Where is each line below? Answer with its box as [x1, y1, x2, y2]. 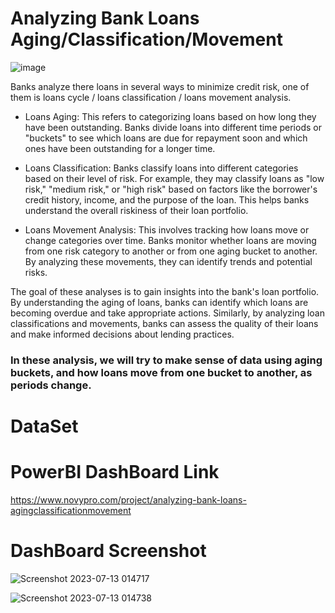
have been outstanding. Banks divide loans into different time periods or [24, 121, 322, 133]
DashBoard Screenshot [10, 540, 207, 562]
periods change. [10, 378, 92, 392]
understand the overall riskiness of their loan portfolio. [24, 204, 249, 216]
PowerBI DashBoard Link [10, 461, 220, 484]
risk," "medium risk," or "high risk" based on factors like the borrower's [24, 183, 318, 195]
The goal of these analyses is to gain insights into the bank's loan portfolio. [10, 285, 320, 297]
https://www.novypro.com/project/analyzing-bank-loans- [10, 493, 247, 506]
